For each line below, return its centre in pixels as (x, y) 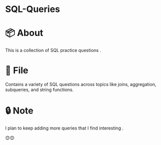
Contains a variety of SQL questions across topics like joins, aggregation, (81, 84)
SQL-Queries (33, 9)
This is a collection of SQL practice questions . (53, 50)
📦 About (24, 33)
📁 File (17, 70)
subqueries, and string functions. (39, 90)
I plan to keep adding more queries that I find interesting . (64, 128)
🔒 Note (19, 111)
